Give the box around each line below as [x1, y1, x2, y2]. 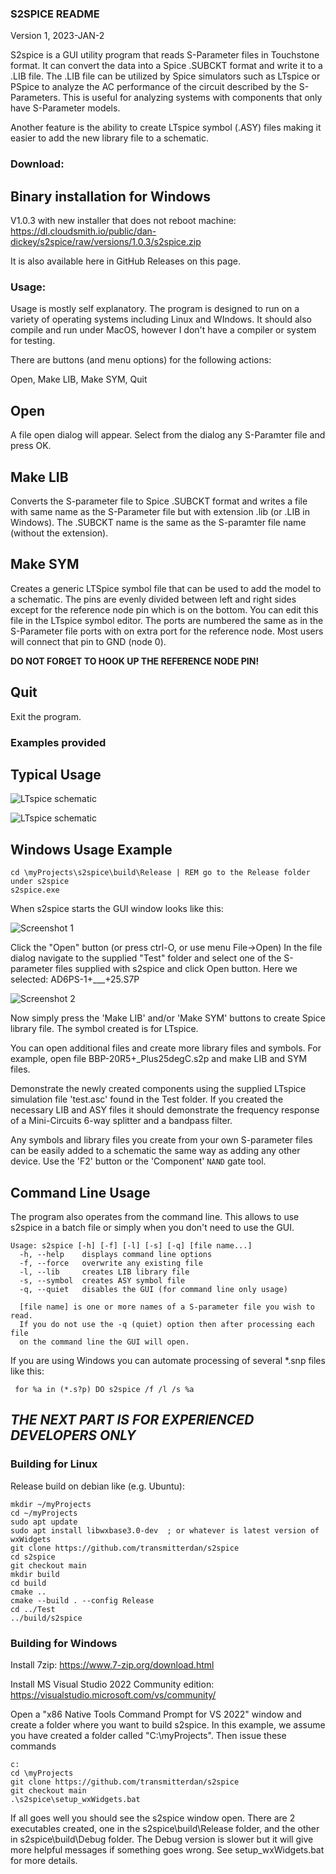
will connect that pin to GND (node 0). [10, 635, 167, 647]
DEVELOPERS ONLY [10, 1427, 137, 1444]
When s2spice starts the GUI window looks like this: [10, 903, 224, 915]
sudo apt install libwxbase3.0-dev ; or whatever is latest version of [10, 1525, 320, 1536]
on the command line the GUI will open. [19, 1337, 190, 1347]
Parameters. [10, 92, 61, 104]
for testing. [10, 335, 56, 347]
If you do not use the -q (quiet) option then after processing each [19, 1319, 315, 1329]
